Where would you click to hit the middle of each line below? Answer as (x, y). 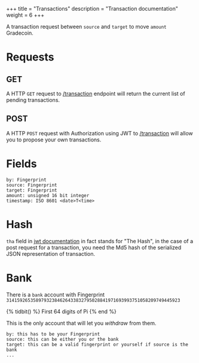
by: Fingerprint (26, 180)
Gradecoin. (20, 33)
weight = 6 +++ (25, 15)
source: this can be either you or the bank (62, 339)
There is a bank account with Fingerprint (56, 294)
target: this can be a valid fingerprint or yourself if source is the (97, 344)
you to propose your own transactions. (54, 140)
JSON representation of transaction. (51, 253)
